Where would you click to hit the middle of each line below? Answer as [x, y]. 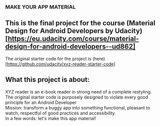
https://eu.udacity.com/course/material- [73, 39]
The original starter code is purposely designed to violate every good [77, 97]
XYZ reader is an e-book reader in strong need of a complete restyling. [78, 91]
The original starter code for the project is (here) [55, 58]
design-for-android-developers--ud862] [70, 47]
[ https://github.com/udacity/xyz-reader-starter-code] [60, 64]
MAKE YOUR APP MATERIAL [41, 7]
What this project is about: [47, 80]
